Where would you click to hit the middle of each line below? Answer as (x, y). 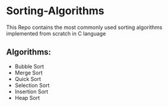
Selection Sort (32, 85)
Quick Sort (28, 79)
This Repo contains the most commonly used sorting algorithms (84, 27)
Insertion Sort (31, 91)
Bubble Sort (29, 66)
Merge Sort (28, 73)
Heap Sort (27, 98)
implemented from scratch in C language (56, 33)
